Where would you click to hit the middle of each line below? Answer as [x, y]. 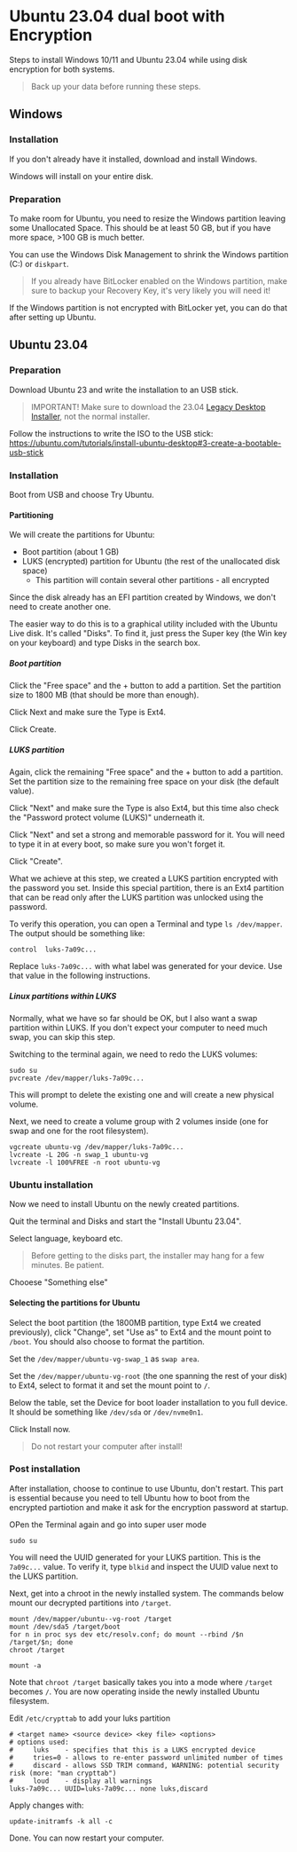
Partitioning [31, 515]
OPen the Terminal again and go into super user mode [108, 1525]
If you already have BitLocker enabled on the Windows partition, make [159, 280]
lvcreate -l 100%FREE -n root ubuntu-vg [85, 1163]
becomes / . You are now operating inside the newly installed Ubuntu [134, 1691]
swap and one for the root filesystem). [79, 1131]
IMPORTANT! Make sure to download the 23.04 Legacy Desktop [148, 406]
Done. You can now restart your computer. [87, 1838]
